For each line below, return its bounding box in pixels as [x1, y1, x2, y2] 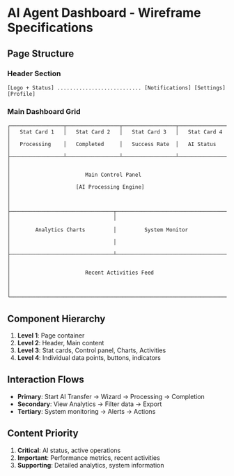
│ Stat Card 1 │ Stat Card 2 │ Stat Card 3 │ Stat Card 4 [7, 129, 223, 136]
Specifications [7, 20, 93, 36]
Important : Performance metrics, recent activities [17, 453, 160, 462]
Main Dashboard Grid [7, 106, 81, 116]
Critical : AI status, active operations [17, 446, 121, 454]
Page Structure [7, 48, 75, 59]
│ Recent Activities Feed [7, 269, 155, 277]
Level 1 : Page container [17, 331, 85, 340]
